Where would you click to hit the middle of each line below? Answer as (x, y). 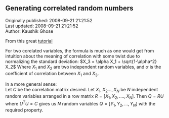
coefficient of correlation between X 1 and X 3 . (52, 74)
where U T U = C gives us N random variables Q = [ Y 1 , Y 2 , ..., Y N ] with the (80, 104)
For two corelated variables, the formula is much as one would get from (80, 50)
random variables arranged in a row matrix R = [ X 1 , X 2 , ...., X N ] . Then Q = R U (85, 97)
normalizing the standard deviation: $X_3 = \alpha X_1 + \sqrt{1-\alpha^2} (81, 61)
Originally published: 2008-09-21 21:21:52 (49, 20)
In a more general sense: (31, 84)
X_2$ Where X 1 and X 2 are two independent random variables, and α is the (83, 67)
